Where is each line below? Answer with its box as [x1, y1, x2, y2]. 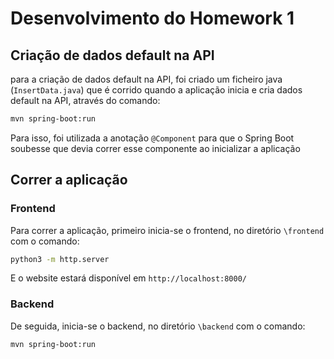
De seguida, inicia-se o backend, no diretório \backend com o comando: [10, 320, 306, 332]
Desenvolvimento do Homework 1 [10, 7, 295, 30]
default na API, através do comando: [10, 95, 161, 106]
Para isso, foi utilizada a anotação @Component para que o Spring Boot [10, 132, 295, 144]
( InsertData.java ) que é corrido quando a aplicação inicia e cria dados [10, 84, 303, 96]
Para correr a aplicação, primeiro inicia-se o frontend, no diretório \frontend [10, 224, 325, 236]
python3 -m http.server [10, 254, 110, 264]
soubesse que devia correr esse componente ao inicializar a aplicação [10, 142, 301, 154]
